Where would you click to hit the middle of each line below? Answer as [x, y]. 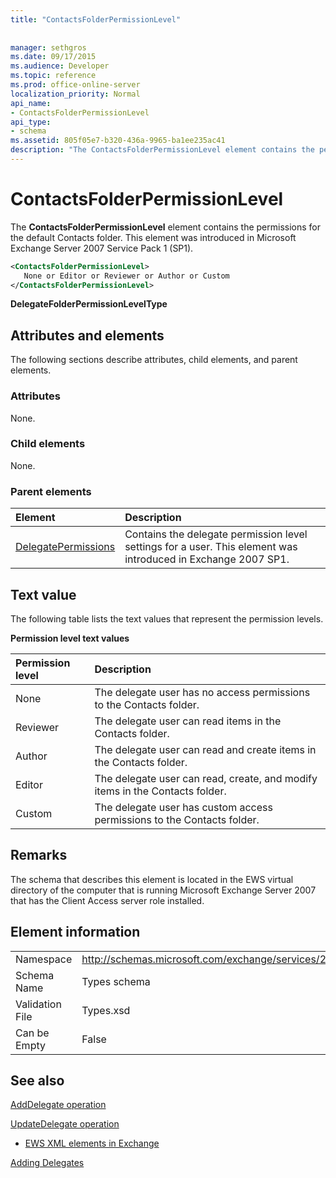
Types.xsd [106, 1010]
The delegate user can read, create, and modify [206, 778]
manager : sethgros [48, 47]
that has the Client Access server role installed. [107, 900]
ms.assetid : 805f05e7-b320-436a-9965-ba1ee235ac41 [118, 141]
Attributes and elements [87, 335]
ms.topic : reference [53, 76]
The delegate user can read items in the [188, 721]
